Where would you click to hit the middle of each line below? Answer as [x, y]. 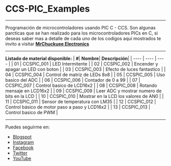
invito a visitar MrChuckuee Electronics [47, 44]
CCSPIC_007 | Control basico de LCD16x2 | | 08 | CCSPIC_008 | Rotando [81, 85]
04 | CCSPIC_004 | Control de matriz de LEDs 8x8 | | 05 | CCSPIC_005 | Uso [85, 75]
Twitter [20, 153]
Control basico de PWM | [32, 112]
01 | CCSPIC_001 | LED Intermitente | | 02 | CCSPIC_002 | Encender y [86, 63]
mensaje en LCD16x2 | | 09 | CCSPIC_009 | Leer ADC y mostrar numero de [83, 91]
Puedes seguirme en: [27, 127]
